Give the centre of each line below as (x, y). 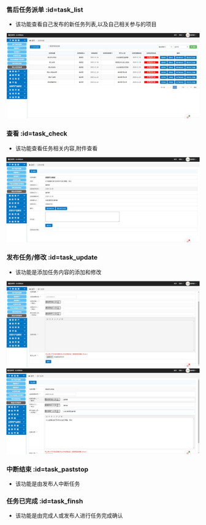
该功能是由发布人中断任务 (48, 484)
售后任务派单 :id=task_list (45, 9)
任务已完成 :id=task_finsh (45, 501)
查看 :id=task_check (37, 134)
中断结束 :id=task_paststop (48, 469)
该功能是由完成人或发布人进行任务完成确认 (69, 516)
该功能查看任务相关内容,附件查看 (56, 148)
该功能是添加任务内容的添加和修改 (58, 272)
